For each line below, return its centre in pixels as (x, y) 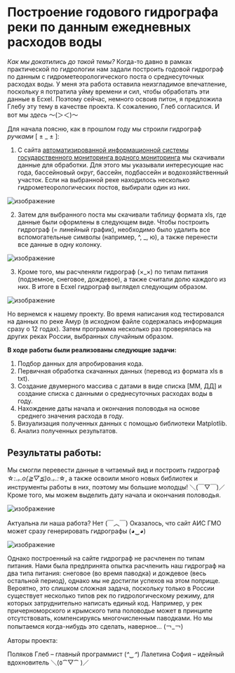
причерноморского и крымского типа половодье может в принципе (110, 610)
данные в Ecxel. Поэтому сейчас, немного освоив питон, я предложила (115, 98)
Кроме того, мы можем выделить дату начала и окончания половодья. (114, 495)
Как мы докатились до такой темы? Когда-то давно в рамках (100, 61)
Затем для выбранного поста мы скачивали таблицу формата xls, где (122, 214)
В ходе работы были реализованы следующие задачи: (92, 350)
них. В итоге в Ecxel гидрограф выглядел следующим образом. (113, 286)
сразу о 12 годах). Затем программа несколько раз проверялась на (109, 328)
